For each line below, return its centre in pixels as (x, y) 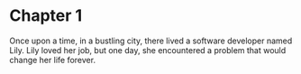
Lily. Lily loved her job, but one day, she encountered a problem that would (148, 50)
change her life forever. (53, 60)
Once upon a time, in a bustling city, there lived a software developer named (151, 41)
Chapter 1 (46, 16)
